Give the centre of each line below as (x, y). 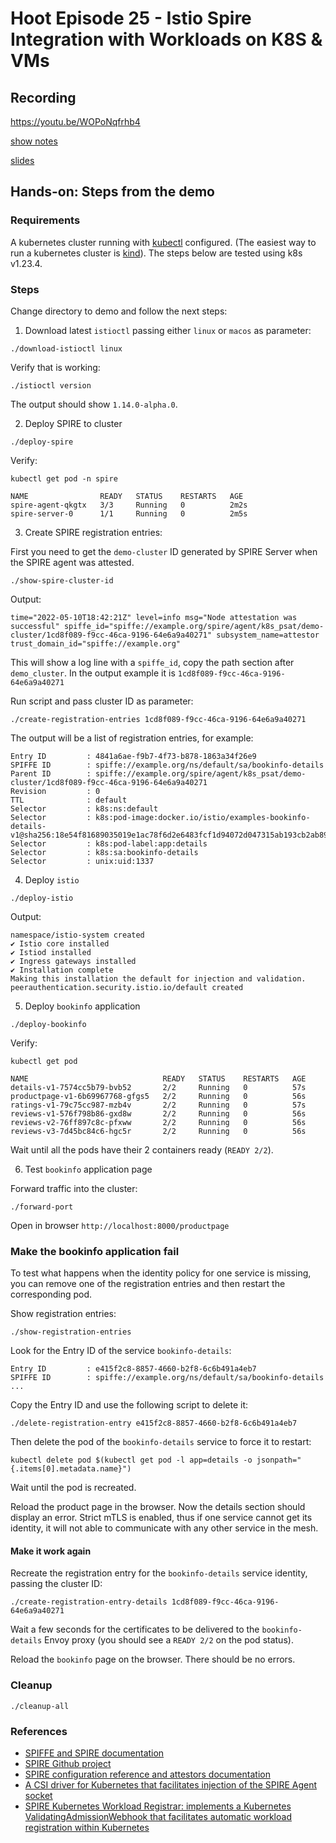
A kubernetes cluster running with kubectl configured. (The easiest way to (163, 242)
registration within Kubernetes (87, 1828)
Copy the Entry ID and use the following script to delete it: (129, 1405)
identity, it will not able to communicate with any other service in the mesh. (164, 1528)
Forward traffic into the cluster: (74, 1188)
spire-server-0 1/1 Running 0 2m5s (129, 513)
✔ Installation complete (62, 970)
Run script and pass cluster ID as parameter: (102, 701)
